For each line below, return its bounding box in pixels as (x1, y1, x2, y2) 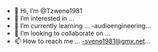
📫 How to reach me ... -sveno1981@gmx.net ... (14, 37, 151, 45)
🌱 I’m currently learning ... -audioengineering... (14, 22, 152, 30)
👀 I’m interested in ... (14, 14, 75, 22)
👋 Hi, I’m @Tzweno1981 (14, 7, 83, 15)
